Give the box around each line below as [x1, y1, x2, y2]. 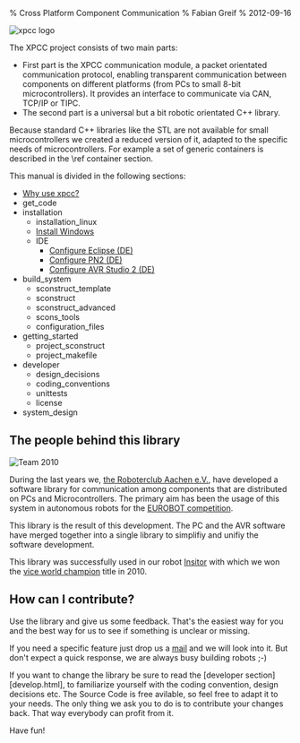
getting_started [21, 331, 79, 341]
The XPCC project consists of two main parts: [9, 42, 178, 53]
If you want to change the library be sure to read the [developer [9, 670, 244, 680]
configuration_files [35, 322, 105, 332]
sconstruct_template [35, 283, 112, 294]
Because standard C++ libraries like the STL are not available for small [9, 125, 269, 135]
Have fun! [9, 725, 46, 736]
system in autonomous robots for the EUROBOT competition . [9, 502, 234, 514]
